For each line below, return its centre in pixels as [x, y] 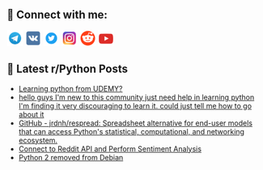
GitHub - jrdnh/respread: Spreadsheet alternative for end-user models [136, 123]
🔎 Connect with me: [57, 15]
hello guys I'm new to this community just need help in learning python [136, 97]
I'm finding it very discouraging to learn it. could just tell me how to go [135, 105]
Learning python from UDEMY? [70, 88]
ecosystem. [38, 140]
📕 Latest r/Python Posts [68, 69]
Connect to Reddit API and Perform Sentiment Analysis [110, 149]
